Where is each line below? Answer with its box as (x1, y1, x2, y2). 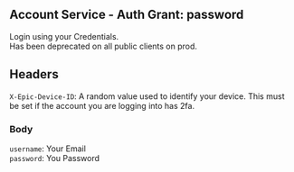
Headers (9, 67, 59, 82)
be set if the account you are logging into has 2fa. (9, 100, 195, 111)
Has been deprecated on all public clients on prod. (9, 41, 197, 51)
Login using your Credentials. (9, 31, 119, 41)
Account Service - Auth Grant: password (9, 7, 244, 23)
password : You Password (9, 152, 100, 163)
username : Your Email (9, 143, 86, 154)
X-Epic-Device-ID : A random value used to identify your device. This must (9, 90, 285, 102)
